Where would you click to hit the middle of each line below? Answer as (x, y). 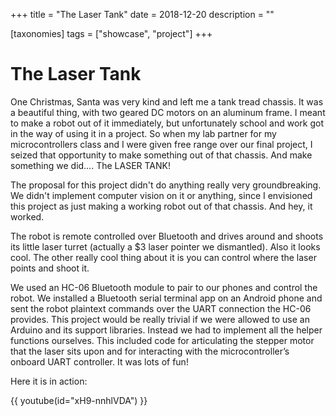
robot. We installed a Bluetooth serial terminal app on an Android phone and (166, 298)
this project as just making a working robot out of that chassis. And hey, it (161, 206)
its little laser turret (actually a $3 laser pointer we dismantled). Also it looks (165, 246)
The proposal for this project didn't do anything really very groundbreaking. (166, 185)
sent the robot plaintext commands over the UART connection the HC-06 (161, 308)
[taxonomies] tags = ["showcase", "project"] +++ (111, 33)
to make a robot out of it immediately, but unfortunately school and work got (167, 123)
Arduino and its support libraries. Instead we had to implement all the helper (166, 330)
